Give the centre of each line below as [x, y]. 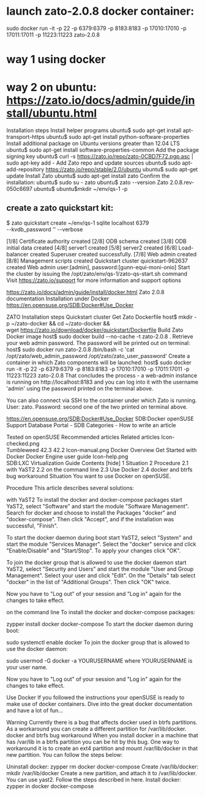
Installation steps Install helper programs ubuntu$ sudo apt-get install [94, 130]
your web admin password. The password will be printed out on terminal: [99, 343]
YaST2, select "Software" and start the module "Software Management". [98, 506]
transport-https [25, 137]
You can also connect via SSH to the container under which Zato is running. [102, 400]
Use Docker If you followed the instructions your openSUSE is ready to [95, 697]
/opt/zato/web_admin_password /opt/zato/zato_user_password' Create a [98, 355]
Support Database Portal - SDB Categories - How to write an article [91, 425]
